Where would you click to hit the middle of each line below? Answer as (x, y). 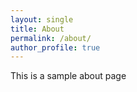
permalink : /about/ (51, 38)
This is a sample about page (68, 76)
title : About (37, 29)
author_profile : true (55, 47)
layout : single (42, 19)
